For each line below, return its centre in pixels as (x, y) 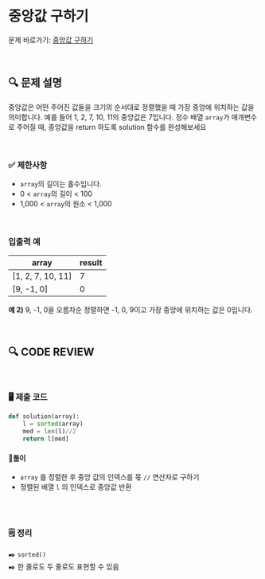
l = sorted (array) (53, 424)
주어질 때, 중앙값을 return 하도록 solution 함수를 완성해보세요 (111, 127)
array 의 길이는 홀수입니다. (60, 184)
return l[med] (46, 439)
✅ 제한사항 (28, 165)
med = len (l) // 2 (50, 432)
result (91, 263)
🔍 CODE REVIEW (51, 352)
